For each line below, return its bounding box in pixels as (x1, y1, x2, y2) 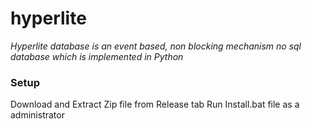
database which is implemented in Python (10, 50, 184, 62)
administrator (10, 109, 65, 121)
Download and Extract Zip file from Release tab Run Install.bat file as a (10, 98, 300, 111)
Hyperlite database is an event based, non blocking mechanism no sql (10, 40, 302, 52)
